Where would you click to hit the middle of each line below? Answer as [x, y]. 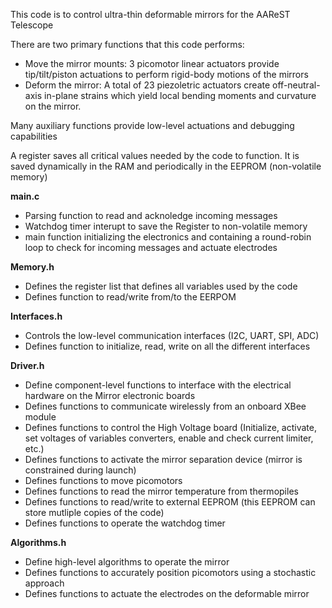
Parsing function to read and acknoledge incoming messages [151, 215]
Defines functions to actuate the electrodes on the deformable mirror [167, 593]
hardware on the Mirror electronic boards [110, 395]
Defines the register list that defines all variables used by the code [161, 286]
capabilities [34, 136]
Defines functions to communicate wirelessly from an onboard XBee [165, 406]
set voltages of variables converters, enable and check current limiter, [169, 438]
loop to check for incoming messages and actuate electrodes [151, 247]
